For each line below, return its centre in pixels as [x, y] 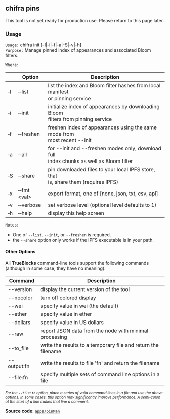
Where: [12, 65]
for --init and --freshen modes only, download [105, 148]
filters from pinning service [80, 119]
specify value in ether [66, 314]
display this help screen [76, 213]
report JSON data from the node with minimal [94, 331]
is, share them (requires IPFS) [83, 182]
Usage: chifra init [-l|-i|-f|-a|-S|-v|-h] [44, 45]
